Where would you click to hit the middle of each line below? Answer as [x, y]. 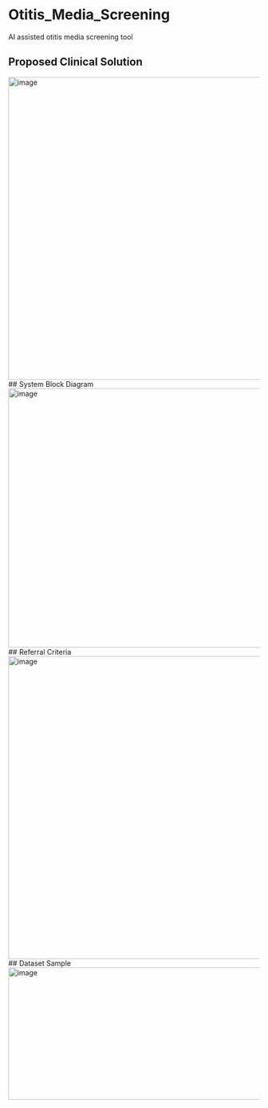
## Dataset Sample [40, 963]
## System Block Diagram [51, 384]
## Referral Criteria [40, 652]
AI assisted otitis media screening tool [71, 37]
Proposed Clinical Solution [75, 62]
